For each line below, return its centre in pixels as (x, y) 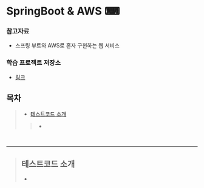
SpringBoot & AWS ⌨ (63, 11)
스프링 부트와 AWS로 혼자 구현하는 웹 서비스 (67, 45)
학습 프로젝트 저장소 (34, 63)
